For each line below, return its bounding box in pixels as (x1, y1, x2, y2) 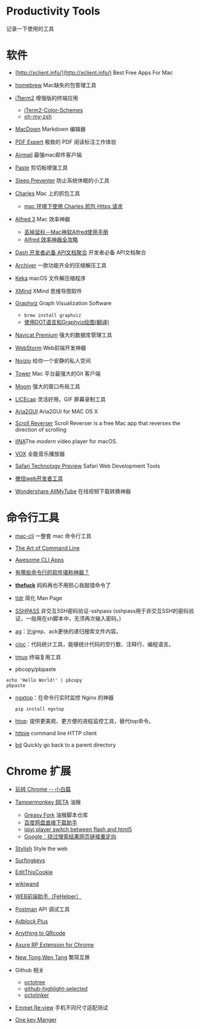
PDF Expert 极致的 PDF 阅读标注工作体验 (15, 138, 117, 145)
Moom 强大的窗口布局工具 (15, 383, 80, 390)
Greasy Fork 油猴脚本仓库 (24, 811, 88, 818)
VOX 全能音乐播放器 (15, 450, 65, 457)
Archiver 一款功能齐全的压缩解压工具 (15, 262, 107, 269)
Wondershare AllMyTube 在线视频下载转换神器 (15, 488, 131, 495)
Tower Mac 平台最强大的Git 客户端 (15, 369, 101, 377)
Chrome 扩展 (6, 764, 71, 778)
